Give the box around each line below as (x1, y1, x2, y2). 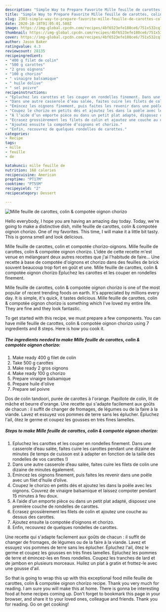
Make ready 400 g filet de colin (12, 354, 77, 361)
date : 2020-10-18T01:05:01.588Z (5, 21, 72, 26)
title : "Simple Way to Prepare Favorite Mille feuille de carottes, (5, 12, 149, 17)
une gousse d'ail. (5, 565, 41, 571)
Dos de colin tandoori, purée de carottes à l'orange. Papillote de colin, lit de (5, 396, 159, 402)
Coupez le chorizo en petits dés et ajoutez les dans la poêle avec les (12, 482, 152, 488)
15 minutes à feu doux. (12, 492, 58, 499)
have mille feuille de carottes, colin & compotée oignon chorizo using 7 (5, 320, 149, 326)
